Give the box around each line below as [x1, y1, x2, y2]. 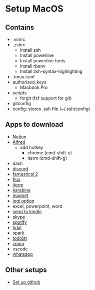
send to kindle [12, 208, 42, 214]
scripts [12, 90, 27, 95]
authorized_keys [12, 79, 46, 85]
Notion [12, 134, 26, 140]
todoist [12, 235, 27, 241]
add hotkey [19, 144, 43, 150]
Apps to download [5, 120, 63, 129]
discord [12, 165, 28, 171]
